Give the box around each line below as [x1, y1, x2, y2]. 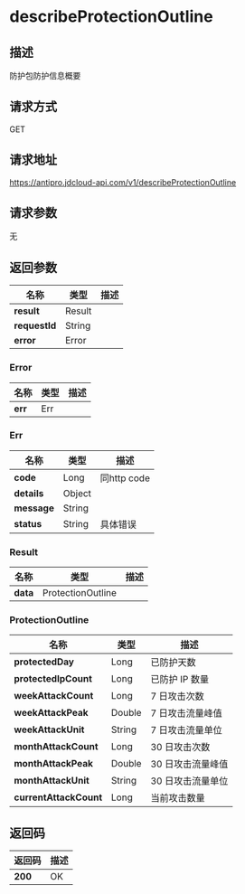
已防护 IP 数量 [150, 673, 210, 686]
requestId [14, 319, 57, 332]
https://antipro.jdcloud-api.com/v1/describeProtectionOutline [9, 176, 237, 187]
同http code [99, 472, 151, 485]
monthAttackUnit [14, 775, 90, 787]
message [14, 502, 54, 514]
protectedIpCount [14, 673, 92, 685]
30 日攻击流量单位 [150, 775, 229, 787]
